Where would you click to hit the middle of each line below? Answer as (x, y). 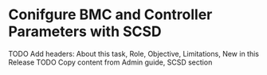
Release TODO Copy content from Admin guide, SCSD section (110, 62)
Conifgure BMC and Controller (110, 15)
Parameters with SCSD (85, 32)
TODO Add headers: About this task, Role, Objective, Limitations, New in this (133, 53)
